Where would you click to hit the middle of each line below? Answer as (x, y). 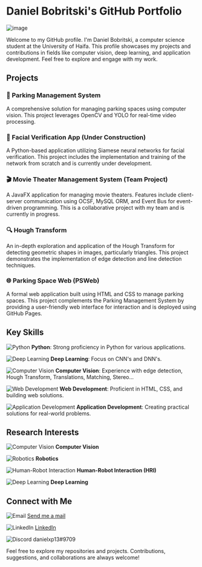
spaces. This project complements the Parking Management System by (95, 300)
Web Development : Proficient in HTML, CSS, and (121, 389)
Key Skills (25, 333)
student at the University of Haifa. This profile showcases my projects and (99, 46)
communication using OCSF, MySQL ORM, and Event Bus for (99, 201)
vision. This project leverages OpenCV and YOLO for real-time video (91, 115)
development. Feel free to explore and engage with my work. (82, 59)
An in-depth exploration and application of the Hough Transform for (91, 246)
